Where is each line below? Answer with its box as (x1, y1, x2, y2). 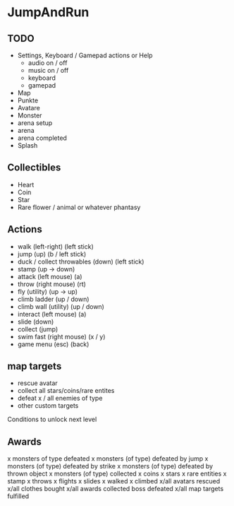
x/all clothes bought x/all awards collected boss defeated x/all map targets (7, 485, 224, 493)
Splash (17, 141, 38, 149)
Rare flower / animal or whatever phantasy (17, 203, 141, 211)
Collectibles (7, 162, 61, 174)
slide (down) (17, 317, 54, 326)
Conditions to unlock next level (7, 415, 97, 424)
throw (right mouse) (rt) (17, 280, 87, 288)
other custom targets (17, 401, 79, 410)
